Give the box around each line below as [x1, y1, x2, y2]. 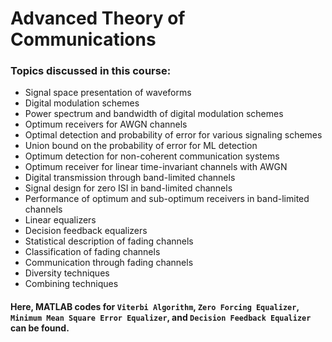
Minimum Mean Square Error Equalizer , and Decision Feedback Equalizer [10, 312, 312, 324]
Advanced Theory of [10, 7, 186, 30]
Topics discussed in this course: [10, 64, 172, 78]
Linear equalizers [24, 214, 97, 226]
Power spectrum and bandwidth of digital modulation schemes [24, 108, 284, 120]
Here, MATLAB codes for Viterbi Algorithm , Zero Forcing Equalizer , [10, 301, 300, 313]
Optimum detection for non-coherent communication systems [24, 150, 280, 162]
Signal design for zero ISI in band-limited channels [24, 182, 233, 194]
